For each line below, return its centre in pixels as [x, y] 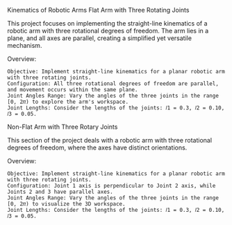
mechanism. [25, 45]
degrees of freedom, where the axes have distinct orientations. [97, 147]
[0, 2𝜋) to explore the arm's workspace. [68, 102]
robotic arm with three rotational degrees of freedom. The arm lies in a [108, 31]
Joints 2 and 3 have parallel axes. [60, 192]
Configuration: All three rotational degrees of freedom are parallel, [113, 84]
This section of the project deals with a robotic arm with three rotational [110, 140]
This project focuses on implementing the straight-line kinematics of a [107, 23]
